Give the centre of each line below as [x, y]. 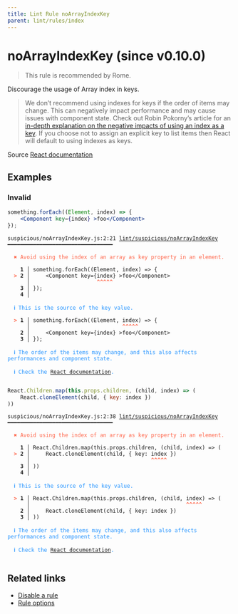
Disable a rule [38, 595]
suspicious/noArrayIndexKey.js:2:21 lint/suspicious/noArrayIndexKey [113, 238]
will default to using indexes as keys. [79, 141]
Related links [37, 578]
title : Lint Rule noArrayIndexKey [59, 14]
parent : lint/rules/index [46, 21]
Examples [30, 177]
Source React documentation [50, 155]
